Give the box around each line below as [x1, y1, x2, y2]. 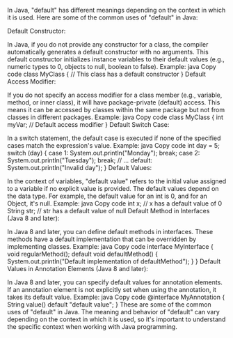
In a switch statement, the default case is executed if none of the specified [7, 134, 221, 142]
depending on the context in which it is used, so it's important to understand [7, 315, 226, 323]
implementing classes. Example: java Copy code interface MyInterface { [7, 243, 214, 250]
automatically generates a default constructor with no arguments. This [7, 48, 209, 56]
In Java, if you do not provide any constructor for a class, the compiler [7, 40, 209, 48]
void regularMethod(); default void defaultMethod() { [7, 250, 159, 258]
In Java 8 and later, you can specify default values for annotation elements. [7, 278, 223, 286]
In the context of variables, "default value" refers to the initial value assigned [7, 177, 227, 185]
